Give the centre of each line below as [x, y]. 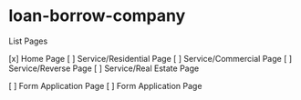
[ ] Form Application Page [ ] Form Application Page [105, 85]
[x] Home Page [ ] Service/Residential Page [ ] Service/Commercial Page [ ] [150, 58]
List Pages [28, 41]
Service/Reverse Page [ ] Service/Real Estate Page [104, 68]
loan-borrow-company [97, 16]
